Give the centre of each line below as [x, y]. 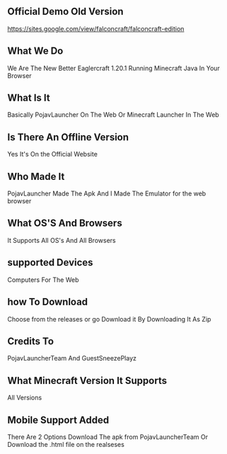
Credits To [31, 341]
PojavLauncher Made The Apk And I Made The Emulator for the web [107, 193]
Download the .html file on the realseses [66, 444]
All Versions [25, 398]
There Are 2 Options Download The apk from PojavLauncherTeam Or [108, 437]
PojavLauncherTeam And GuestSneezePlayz [72, 358]
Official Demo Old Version [65, 12]
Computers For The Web [43, 280]
